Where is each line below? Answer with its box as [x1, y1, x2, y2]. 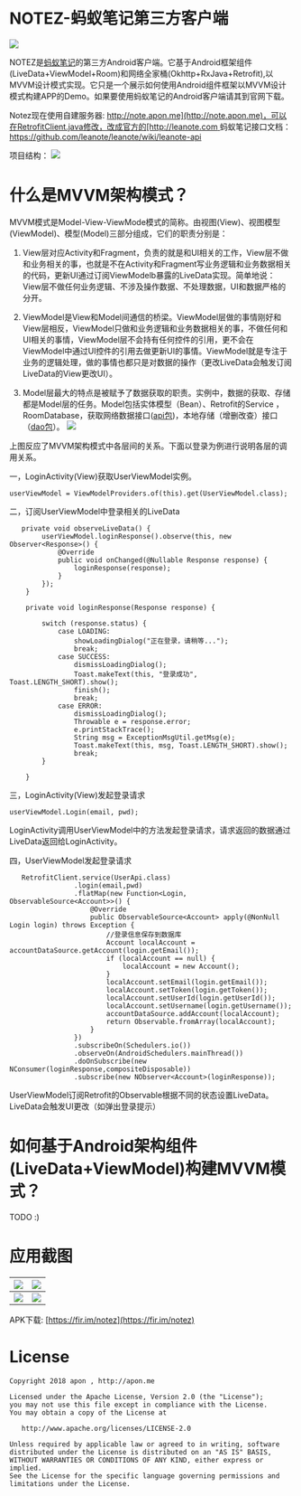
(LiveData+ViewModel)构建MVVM [9, 1159, 270, 1180]
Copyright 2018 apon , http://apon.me [9, 1376, 155, 1386]
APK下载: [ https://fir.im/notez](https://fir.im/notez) [9, 1314, 196, 1325]
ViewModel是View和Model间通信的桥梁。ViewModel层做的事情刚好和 [22, 311, 282, 322]
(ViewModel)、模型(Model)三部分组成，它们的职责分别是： [9, 228, 228, 239]
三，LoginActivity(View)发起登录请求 [9, 789, 146, 800]
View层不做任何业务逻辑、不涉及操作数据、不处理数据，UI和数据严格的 [22, 281, 287, 292]
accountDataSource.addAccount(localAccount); [105, 1009, 280, 1018]
